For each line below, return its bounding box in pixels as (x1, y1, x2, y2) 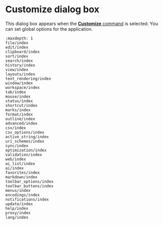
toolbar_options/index (5, 179, 54, 184)
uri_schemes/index (5, 139, 44, 144)
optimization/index (5, 147, 47, 153)
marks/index (5, 107, 31, 112)
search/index (5, 58, 33, 63)
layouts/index (5, 72, 36, 77)
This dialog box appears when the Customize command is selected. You (5, 20, 158, 27)
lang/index (5, 215, 29, 220)
